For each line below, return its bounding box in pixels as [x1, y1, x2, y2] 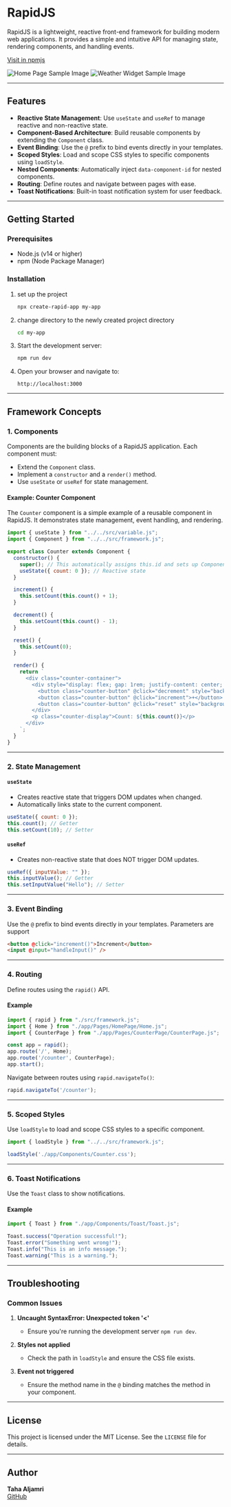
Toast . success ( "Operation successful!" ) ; [7, 1233, 128, 1240]
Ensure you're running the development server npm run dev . [27, 1327, 197, 1335]
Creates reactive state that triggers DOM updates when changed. [16, 793, 203, 801]
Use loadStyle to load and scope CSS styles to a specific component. [7, 1125, 205, 1133]
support [7, 927, 30, 935]
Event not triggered [16, 1367, 74, 1376]
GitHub [7, 1492, 27, 1500]
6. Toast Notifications [7, 1173, 81, 1183]
